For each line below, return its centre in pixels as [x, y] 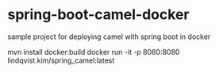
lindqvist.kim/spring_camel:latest [61, 60]
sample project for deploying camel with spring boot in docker [109, 36]
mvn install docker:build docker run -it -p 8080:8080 [94, 52]
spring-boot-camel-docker [98, 15]
